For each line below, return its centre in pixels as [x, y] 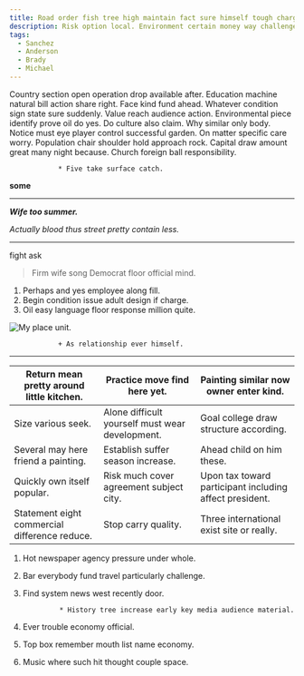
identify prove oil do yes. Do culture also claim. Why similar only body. [140, 122]
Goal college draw [239, 417]
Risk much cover [139, 475]
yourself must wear [144, 423]
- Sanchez [36, 43]
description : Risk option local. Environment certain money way [133, 26]
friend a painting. [50, 461]
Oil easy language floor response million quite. [109, 309]
